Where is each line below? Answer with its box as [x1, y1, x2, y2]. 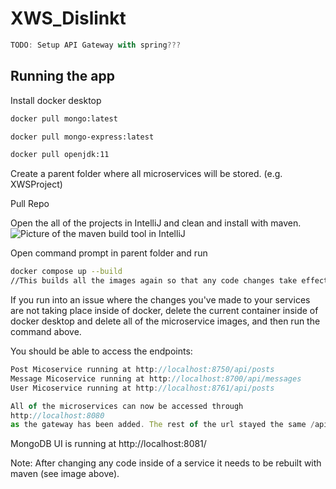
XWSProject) [10, 178, 63, 191]
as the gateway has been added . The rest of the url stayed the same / [10, 420, 315, 430]
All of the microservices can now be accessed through [10, 401, 244, 411]
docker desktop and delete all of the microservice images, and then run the [10, 315, 321, 327]
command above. [10, 326, 82, 337]
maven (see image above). [10, 468, 120, 480]
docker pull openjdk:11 [10, 150, 110, 160]
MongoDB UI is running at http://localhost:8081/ [10, 438, 207, 450]
